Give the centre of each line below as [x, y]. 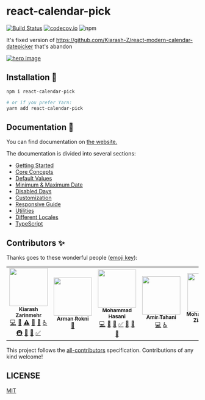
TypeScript [29, 224]
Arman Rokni [73, 319]
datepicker [20, 46]
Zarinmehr [28, 315]
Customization [33, 198]
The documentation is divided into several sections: [71, 154]
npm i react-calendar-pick [41, 91]
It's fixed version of [31, 40]
